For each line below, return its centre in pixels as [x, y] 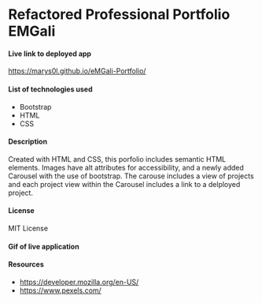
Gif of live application [44, 246]
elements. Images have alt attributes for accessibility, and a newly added [126, 167]
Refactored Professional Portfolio [119, 15]
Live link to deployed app [50, 54]
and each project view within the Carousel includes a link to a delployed [124, 184]
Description [28, 142]
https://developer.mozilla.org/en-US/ [79, 282]
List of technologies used [50, 89]
